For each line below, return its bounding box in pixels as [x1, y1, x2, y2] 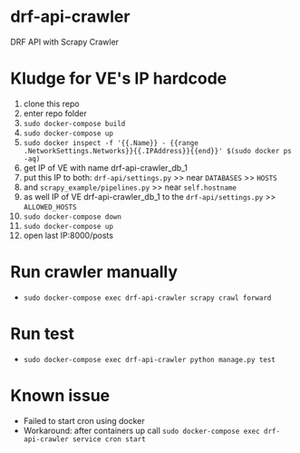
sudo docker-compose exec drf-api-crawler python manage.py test [23, 355, 276, 364]
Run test [10, 324, 75, 344]
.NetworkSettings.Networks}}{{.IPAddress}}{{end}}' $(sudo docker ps [23, 146, 293, 155]
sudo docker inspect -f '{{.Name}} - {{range [23, 138, 198, 147]
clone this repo [23, 98, 80, 109]
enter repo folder [23, 107, 87, 119]
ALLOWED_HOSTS [23, 202, 77, 212]
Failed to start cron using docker [23, 415, 145, 426]
